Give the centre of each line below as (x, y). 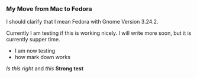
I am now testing (35, 51)
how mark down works (43, 57)
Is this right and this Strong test (45, 69)
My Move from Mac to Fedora (49, 9)
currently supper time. (33, 40)
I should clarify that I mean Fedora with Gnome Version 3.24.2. (82, 22)
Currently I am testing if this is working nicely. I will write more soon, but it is (99, 33)
